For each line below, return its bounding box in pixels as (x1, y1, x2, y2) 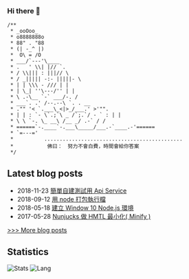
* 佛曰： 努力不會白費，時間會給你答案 (10, 143, 140, 150)
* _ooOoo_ (10, 27, 38, 35)
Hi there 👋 (7, 6, 41, 16)
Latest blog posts (7, 167, 83, 179)
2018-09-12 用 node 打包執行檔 (16, 195, 107, 204)
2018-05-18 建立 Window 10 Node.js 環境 (16, 204, 134, 212)
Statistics (7, 246, 49, 258)
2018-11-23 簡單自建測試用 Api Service (16, 186, 127, 195)
